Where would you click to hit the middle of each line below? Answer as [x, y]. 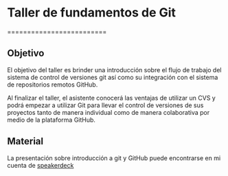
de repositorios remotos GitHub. [53, 85]
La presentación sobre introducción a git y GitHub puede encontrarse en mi [114, 158]
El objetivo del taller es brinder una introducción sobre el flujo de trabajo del [114, 69]
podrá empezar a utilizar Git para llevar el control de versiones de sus [105, 105]
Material [25, 141]
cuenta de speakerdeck [41, 165]
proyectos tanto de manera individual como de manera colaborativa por [109, 112]
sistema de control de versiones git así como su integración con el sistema [113, 77]
